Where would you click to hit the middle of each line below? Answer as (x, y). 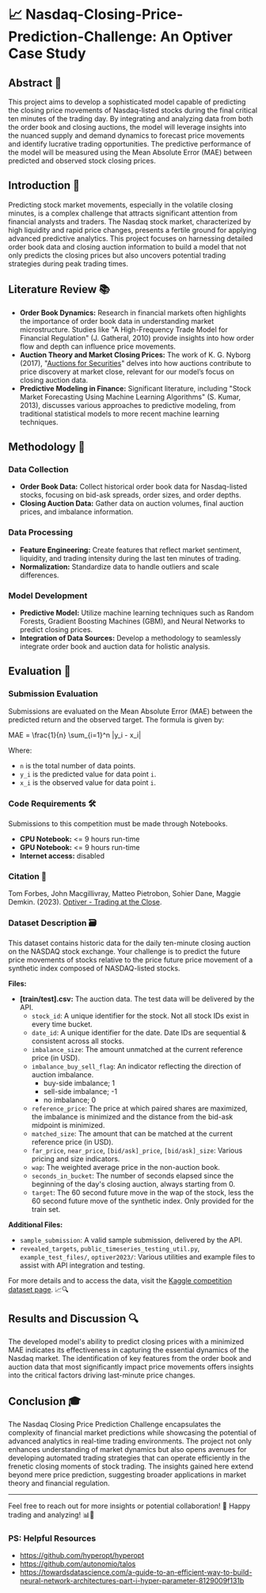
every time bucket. (62, 1024)
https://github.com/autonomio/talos (78, 1564)
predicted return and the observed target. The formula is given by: (116, 719)
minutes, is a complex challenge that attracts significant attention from (123, 213)
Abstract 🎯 (35, 83)
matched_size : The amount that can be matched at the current (132, 1134)
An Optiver (196, 37)
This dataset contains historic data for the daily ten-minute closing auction (129, 943)
